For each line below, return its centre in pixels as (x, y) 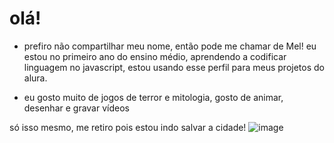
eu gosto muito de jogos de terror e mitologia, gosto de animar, (153, 97)
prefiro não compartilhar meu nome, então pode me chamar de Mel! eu (170, 46)
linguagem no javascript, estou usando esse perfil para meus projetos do (174, 67)
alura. (35, 78)
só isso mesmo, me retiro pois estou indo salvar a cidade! (128, 127)
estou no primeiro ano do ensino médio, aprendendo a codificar (155, 56)
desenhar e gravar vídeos (76, 108)
